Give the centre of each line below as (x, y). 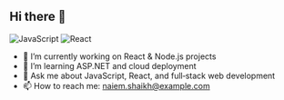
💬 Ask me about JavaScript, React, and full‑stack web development (149, 75)
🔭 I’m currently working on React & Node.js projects (119, 56)
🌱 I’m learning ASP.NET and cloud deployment (109, 65)
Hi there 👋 (38, 17)
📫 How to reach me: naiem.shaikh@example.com (117, 85)
